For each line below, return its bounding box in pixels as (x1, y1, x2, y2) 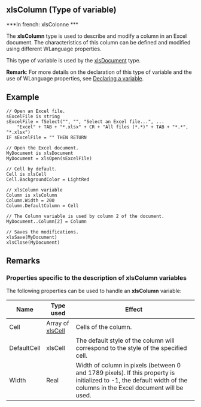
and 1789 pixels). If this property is (75, 369, 175, 377)
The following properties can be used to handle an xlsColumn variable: (6, 288, 182, 295)
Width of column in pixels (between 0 (75, 361, 181, 370)
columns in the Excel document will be (75, 384, 184, 392)
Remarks (6, 256, 41, 266)
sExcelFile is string (6, 113, 60, 119)
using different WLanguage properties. (6, 45, 102, 52)
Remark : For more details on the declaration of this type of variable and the (6, 68, 193, 76)
